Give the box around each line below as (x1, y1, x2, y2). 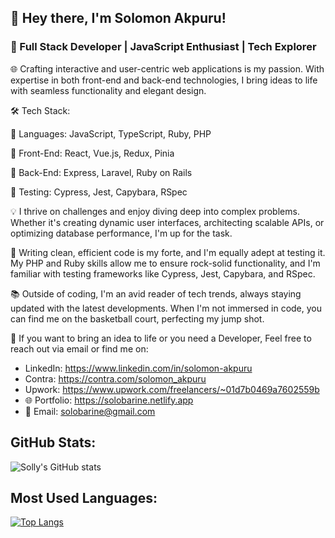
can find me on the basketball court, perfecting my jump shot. (10, 312, 265, 325)
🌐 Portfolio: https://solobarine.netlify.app (24, 394, 194, 406)
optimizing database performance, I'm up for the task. (10, 227, 233, 239)
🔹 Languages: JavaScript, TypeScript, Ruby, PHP (10, 127, 212, 140)
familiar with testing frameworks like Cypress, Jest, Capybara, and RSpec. (10, 267, 316, 280)
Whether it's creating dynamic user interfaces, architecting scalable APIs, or (10, 216, 325, 228)
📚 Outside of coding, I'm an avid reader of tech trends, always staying (10, 287, 302, 300)
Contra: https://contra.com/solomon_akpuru (24, 372, 207, 385)
